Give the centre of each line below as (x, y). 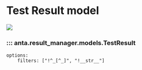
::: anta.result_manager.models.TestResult (71, 43)
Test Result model (53, 11)
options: (17, 55)
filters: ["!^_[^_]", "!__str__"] (61, 61)
